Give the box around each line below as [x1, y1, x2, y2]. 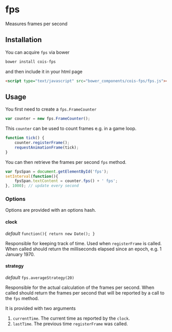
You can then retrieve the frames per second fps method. [5, 159, 127, 165]
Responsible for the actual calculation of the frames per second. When [5, 284, 155, 290]
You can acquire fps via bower [5, 49, 70, 55]
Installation [5, 35, 42, 44]
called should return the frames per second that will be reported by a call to [5, 289, 165, 296]
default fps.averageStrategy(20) [5, 274, 75, 281]
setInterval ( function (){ [5, 174, 58, 179]
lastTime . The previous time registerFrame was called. [12, 320, 128, 327]
